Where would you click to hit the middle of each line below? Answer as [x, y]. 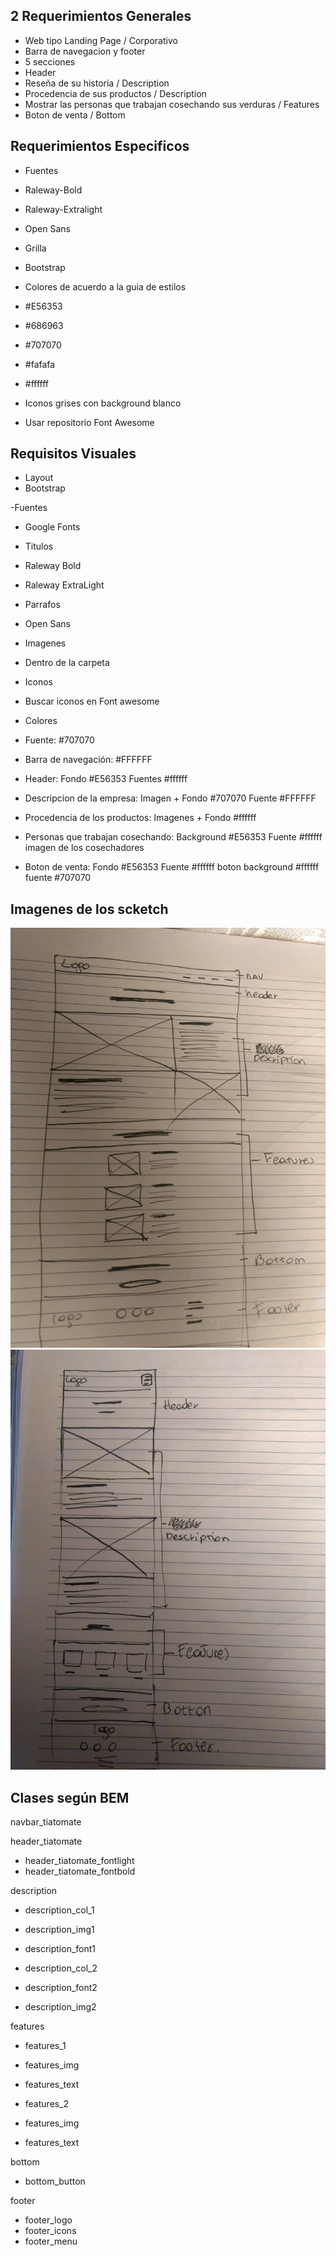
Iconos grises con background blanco [103, 403]
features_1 [45, 2046]
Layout [39, 478]
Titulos [39, 546]
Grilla [35, 248]
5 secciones [50, 61]
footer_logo [48, 2220]
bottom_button [55, 2181]
